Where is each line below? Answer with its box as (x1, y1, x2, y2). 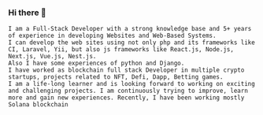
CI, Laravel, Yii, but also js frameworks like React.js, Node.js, (8, 46, 235, 54)
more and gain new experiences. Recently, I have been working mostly (8, 94, 245, 102)
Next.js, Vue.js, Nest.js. (8, 53, 97, 61)
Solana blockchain (8, 101, 69, 109)
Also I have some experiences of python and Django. (8, 59, 185, 68)
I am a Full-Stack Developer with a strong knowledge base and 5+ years (8, 25, 252, 33)
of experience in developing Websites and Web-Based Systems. (8, 32, 217, 40)
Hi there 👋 (8, 7, 47, 18)
